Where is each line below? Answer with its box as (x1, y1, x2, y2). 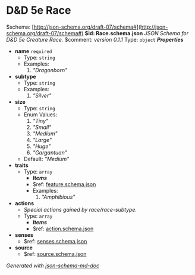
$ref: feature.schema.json (32, 180, 96, 188)
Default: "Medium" (23, 155, 70, 162)
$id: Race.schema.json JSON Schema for (84, 29, 189, 36)
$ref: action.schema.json (32, 225, 94, 232)
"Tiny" (32, 117, 49, 124)
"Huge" (32, 143, 51, 150)
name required (14, 47, 52, 54)
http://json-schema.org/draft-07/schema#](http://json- (33, 23, 168, 30)
